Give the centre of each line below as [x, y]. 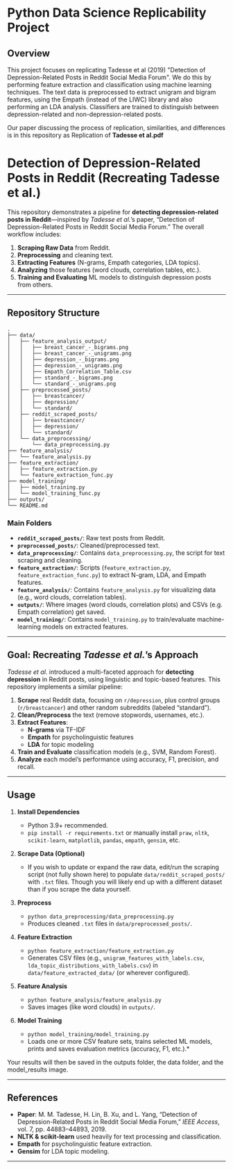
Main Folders [29, 523]
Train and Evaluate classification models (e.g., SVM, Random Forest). [116, 752]
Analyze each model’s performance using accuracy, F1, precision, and [118, 759]
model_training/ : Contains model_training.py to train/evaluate [106, 620]
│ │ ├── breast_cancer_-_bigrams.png [68, 347]
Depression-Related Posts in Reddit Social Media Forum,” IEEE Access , [118, 1122]
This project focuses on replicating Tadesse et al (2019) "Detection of [106, 70]
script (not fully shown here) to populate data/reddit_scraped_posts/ [126, 874]
